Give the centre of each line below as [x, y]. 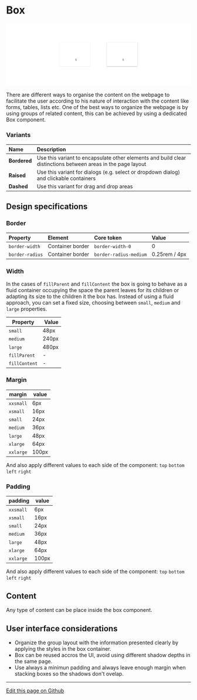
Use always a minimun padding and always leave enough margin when [100, 668]
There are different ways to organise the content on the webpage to [88, 94]
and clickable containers [66, 178]
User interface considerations [62, 628]
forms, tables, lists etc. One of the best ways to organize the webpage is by [97, 107]
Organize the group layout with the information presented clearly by [96, 642]
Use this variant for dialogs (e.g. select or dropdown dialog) [108, 172]
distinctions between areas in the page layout [91, 164]
